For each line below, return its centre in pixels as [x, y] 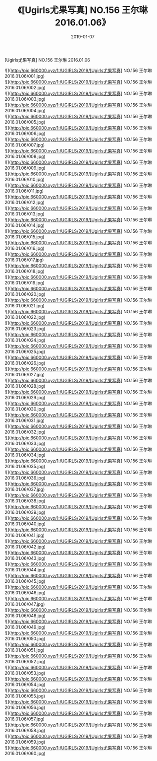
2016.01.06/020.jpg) [25, 294]
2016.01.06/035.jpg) [25, 466]
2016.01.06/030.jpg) [25, 409]
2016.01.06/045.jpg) [25, 581]
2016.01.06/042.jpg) [25, 547]
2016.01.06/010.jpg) [25, 179]
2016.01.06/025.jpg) [25, 351]
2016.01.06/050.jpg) [25, 638]
